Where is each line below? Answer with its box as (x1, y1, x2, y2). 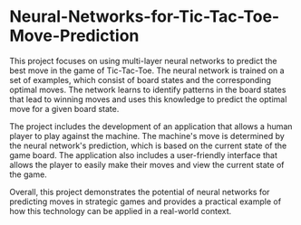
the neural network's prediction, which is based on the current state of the (9, 140, 287, 151)
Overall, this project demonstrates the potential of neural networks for (9, 186, 270, 197)
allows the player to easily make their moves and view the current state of (9, 159, 285, 170)
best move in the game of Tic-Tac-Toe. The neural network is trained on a (9, 65, 285, 76)
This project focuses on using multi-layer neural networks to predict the (9, 55, 277, 66)
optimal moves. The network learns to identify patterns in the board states (9, 84, 286, 95)
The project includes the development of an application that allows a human (9, 120, 293, 132)
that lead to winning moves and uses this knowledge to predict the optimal (9, 93, 287, 105)
